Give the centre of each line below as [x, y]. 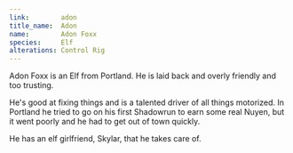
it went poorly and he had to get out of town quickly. [105, 122]
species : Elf [41, 42]
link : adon [43, 17]
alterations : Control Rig [57, 51]
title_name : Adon [43, 26]
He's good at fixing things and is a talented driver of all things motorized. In [147, 102]
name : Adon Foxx [53, 34]
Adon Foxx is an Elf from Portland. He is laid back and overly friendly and [143, 76]
